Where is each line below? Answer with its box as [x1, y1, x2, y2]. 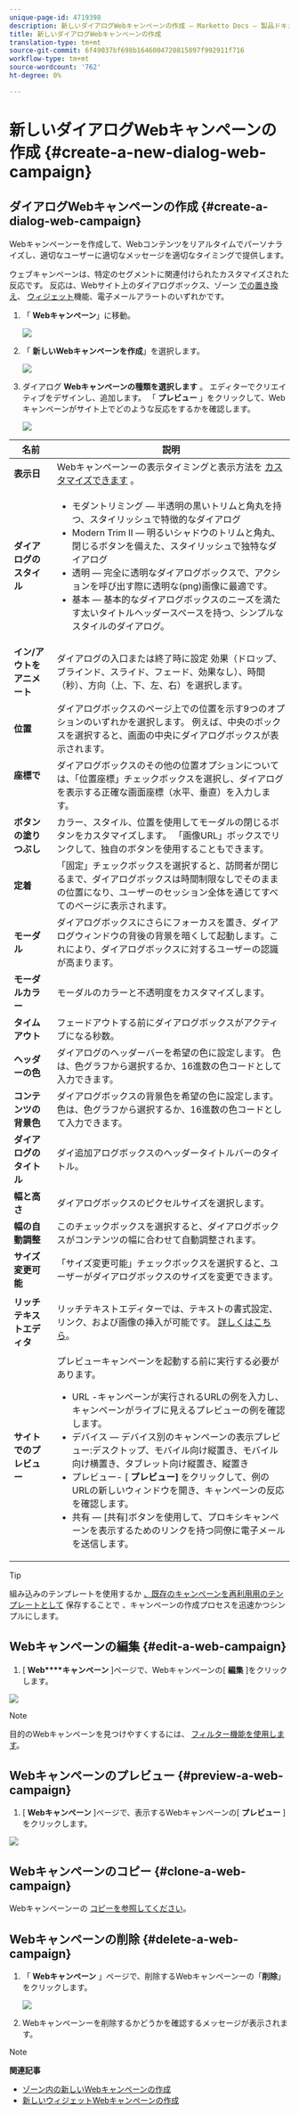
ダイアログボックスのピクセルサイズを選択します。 [56, 1196, 270, 1209]
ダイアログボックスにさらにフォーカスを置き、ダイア [56, 916, 279, 928]
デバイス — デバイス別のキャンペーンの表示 [71, 1431, 255, 1443]
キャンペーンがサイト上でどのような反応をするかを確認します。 [21, 403, 255, 414]
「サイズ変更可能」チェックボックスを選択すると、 [56, 1257, 270, 1269]
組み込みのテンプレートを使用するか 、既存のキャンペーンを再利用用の [9, 1588, 269, 1599]
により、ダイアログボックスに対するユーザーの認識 [65, 943, 279, 955]
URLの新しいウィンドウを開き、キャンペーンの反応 [71, 1484, 285, 1497]
